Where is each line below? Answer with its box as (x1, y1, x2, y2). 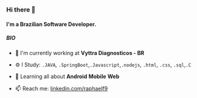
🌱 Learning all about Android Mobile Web (15, 73, 120, 80)
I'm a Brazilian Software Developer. (6, 21, 97, 28)
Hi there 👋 (6, 5, 36, 14)
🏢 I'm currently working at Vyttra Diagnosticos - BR (15, 50, 144, 57)
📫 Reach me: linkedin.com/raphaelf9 (15, 85, 108, 93)
